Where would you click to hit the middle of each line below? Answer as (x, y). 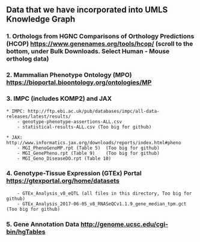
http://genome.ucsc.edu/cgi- (124, 224)
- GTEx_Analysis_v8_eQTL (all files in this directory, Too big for (105, 193)
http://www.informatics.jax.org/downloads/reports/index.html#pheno (94, 143)
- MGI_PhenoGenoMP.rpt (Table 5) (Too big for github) (89, 148)
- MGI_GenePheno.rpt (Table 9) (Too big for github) (89, 153)
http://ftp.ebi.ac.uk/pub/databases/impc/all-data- (94, 111)
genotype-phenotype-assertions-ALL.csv (72, 122)
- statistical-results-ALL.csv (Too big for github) (84, 127)
